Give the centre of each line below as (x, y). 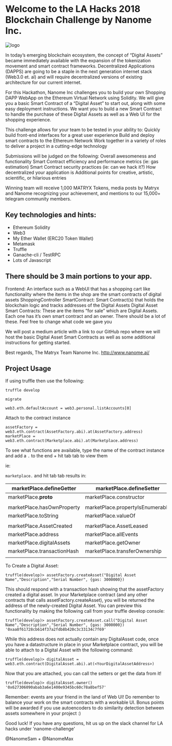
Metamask (24, 244)
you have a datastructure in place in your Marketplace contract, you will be (84, 645)
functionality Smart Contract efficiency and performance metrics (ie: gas (82, 161)
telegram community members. (38, 199)
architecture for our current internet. (44, 82)
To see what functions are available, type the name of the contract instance (85, 450)
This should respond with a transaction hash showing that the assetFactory (84, 589)
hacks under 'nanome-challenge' (40, 729)
